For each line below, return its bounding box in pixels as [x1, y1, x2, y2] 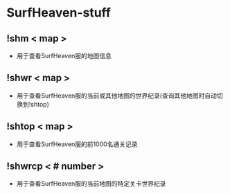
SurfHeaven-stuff [6, 5, 112, 21]
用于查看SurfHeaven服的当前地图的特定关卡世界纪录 [16, 179, 167, 188]
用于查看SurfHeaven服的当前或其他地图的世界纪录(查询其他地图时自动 [16, 91, 218, 100]
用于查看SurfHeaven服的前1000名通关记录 [16, 140, 138, 148]
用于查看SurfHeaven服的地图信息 [16, 52, 112, 60]
